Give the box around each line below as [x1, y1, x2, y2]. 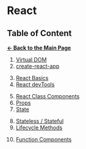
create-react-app [15, 62, 60, 70]
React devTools [15, 81, 55, 88]
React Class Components [15, 93, 80, 100]
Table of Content [7, 28, 72, 38]
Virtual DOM [15, 56, 47, 63]
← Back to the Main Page [7, 44, 71, 51]
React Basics [15, 74, 49, 81]
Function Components [15, 136, 72, 143]
